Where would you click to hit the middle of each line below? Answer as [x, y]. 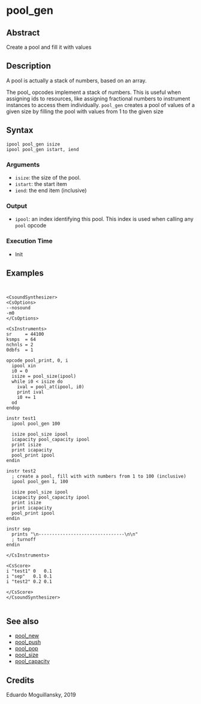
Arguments [23, 164]
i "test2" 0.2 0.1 [29, 582]
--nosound [19, 308]
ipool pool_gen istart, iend [43, 149]
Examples [25, 273]
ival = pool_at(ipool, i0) [51, 387]
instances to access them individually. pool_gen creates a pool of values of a [100, 105]
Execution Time [29, 241]
